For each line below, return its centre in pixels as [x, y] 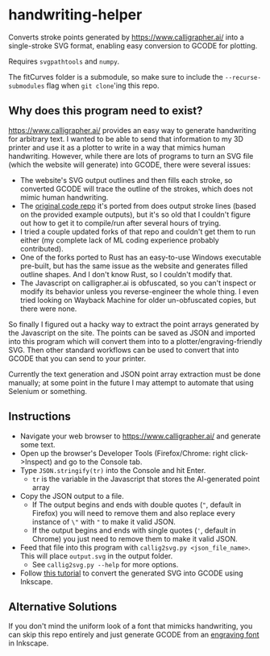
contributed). [42, 248]
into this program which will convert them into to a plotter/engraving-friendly [135, 341]
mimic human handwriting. [64, 197]
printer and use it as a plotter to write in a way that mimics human [117, 147]
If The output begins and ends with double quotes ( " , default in [137, 504]
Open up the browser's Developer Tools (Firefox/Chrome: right [124, 453]
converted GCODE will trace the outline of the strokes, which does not [136, 189]
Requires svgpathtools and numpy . [64, 61]
